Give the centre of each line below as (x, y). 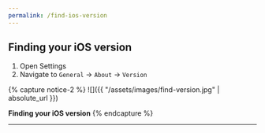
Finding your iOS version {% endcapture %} (81, 113)
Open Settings (43, 66)
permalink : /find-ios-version (58, 15)
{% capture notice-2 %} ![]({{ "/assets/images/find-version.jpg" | (114, 90)
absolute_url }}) (34, 98)
